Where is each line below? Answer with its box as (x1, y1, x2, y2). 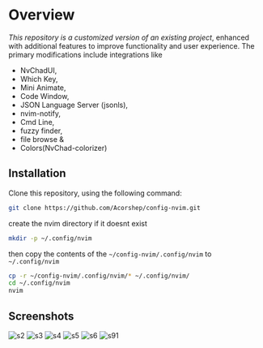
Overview (8, 6, 75, 24)
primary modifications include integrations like (8, 49, 163, 59)
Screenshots (8, 309, 74, 323)
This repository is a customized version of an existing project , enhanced (8, 32, 249, 42)
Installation (8, 166, 66, 180)
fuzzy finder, (19, 126, 63, 135)
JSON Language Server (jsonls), (19, 100, 128, 110)
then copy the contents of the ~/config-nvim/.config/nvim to (8, 249, 212, 259)
